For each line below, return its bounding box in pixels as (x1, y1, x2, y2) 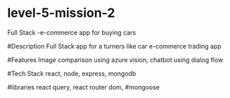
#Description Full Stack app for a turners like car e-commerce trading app (7, 42, 222, 50)
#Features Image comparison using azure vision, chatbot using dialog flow (7, 55, 224, 64)
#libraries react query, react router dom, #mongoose (7, 82, 160, 91)
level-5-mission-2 (7, 5, 115, 21)
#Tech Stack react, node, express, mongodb (7, 69, 136, 78)
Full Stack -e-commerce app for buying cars (7, 28, 136, 37)
